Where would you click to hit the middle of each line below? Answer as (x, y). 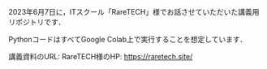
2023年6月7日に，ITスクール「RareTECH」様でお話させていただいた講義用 (134, 12)
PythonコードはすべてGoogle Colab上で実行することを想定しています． (128, 39)
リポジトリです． (37, 22)
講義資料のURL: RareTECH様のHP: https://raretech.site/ (101, 56)
